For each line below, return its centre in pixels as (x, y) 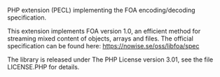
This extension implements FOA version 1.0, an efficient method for (104, 31)
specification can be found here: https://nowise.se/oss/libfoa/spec (103, 46)
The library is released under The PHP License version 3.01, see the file (110, 59)
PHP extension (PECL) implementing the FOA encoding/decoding (101, 10)
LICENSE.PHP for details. (43, 67)
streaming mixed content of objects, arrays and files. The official (101, 38)
